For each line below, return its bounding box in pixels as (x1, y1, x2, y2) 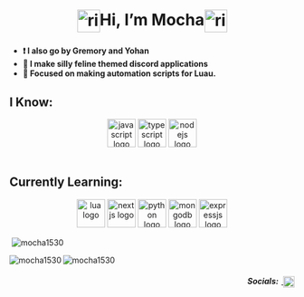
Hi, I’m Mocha (99, 9, 205, 30)
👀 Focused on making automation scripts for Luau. (22, 68, 216, 79)
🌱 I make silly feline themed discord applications (22, 59, 208, 70)
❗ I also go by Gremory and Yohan (22, 45, 149, 56)
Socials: (247, 276, 279, 286)
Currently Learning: (9, 175, 123, 190)
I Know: (9, 94, 53, 110)
